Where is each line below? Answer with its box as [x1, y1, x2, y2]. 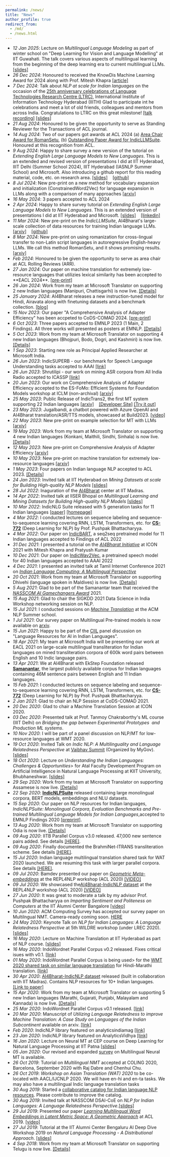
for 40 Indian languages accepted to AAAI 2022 [12, 558, 113, 564]
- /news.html [10, 31, 38, 36]
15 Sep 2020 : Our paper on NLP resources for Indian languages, [12, 800, 147, 807]
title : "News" [5, 12, 36, 17]
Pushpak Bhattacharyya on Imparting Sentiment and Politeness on [12, 897, 152, 904]
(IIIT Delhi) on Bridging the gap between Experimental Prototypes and [12, 720, 160, 725]
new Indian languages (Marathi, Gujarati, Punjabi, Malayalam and [12, 995, 148, 1001]
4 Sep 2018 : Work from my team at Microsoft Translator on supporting [12, 1141, 160, 1146]
